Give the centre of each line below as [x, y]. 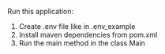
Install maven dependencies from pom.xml [88, 35]
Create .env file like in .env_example [77, 26]
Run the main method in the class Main [82, 43]
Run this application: [41, 11]
